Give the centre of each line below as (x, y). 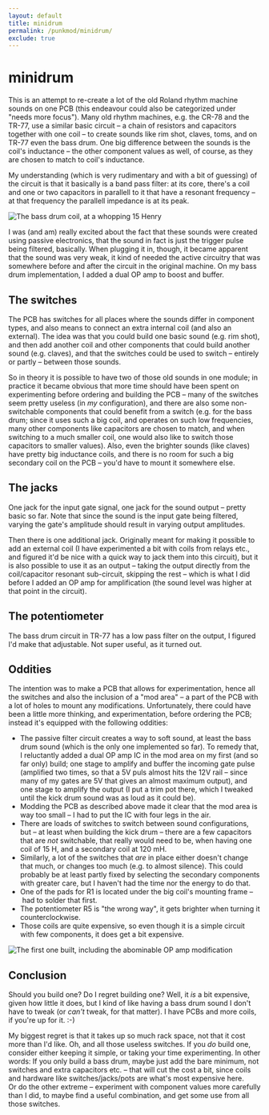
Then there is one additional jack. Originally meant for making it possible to (132, 539)
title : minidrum (35, 23)
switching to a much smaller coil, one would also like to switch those (121, 437)
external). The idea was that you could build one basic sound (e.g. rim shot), (134, 336)
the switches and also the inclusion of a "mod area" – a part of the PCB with (133, 697)
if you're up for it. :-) (42, 1020)
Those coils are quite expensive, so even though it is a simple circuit (132, 926)
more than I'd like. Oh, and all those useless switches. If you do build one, (129, 1044)
